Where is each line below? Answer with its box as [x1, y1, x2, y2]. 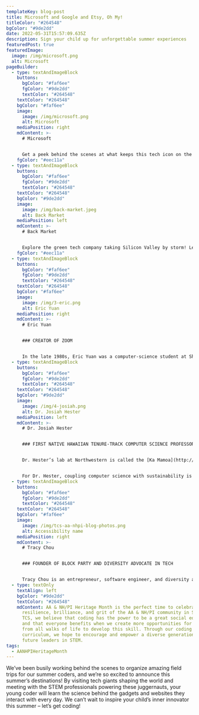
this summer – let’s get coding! [6, 703, 81, 710]
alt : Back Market [21, 212, 65, 218]
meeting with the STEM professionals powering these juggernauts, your [6, 684, 181, 691]
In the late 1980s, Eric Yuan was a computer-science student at [21, 354, 187, 360]
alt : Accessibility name [21, 528, 84, 534]
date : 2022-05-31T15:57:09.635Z [6, 31, 86, 37]
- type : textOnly [11, 582, 54, 588]
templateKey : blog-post [6, 8, 65, 15]
